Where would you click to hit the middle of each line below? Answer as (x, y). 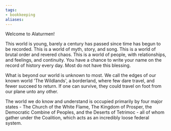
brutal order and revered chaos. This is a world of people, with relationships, (86, 55)
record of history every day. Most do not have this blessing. (68, 65)
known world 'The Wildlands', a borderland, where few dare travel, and (80, 81)
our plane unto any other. (32, 92)
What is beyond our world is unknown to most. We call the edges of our (81, 75)
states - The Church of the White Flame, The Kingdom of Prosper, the (79, 107)
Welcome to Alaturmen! (30, 34)
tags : (11, 10)
